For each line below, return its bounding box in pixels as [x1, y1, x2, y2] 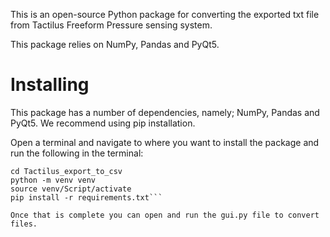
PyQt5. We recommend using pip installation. [10, 117, 196, 129]
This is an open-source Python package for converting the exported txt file [10, 9, 320, 20]
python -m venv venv [10, 175, 97, 185]
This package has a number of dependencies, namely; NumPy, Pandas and [10, 106, 320, 118]
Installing [10, 74, 90, 96]
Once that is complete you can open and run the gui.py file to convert [10, 210, 320, 220]
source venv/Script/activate [10, 184, 132, 194]
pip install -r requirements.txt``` [10, 192, 163, 203]
